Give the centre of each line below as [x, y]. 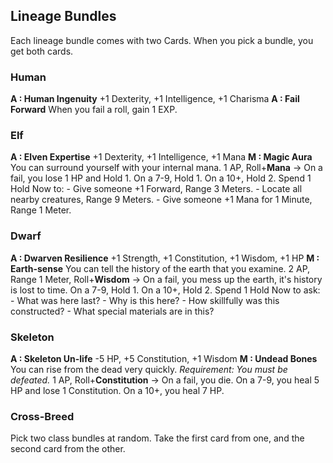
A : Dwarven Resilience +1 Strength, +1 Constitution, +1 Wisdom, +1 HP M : [165, 258]
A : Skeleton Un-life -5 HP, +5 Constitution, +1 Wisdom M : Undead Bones [164, 358]
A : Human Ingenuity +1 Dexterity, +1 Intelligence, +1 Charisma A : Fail [155, 99]
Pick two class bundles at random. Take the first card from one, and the [157, 438]
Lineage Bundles [63, 16]
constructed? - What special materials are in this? [112, 311]
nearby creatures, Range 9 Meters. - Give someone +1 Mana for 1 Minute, [161, 200]
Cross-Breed [42, 416]
